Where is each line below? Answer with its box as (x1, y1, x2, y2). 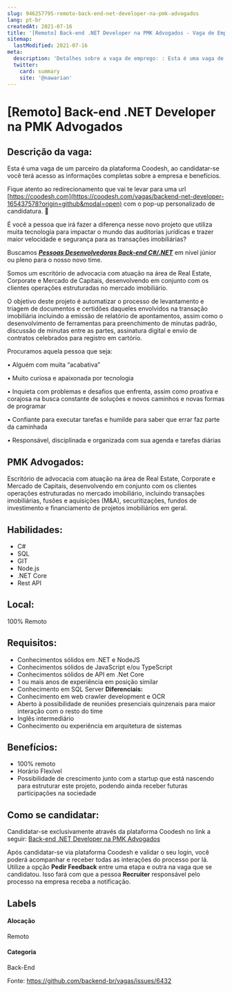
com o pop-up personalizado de (123, 200, 215, 208)
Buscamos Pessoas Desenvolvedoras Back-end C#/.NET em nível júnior (7, 249, 216, 257)
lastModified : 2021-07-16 (13, 42, 88, 49)
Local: (7, 599, 35, 611)
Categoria (7, 948, 37, 956)
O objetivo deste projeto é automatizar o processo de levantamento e (7, 298, 204, 306)
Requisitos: (7, 637, 57, 649)
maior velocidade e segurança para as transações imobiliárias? (7, 235, 186, 244)
